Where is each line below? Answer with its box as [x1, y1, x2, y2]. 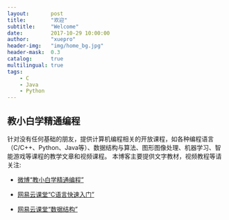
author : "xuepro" [7, 36, 76, 43]
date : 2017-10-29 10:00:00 [7, 29, 110, 37]
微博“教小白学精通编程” [17, 175, 85, 184]
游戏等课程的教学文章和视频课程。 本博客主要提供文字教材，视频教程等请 [12, 152, 222, 160]
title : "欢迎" [7, 17, 68, 24]
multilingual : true [7, 62, 64, 69]
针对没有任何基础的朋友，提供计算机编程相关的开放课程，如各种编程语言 [7, 135, 214, 143]
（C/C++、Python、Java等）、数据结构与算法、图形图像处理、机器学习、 [7, 143, 215, 151]
